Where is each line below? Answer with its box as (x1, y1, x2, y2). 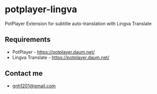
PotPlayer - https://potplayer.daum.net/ (12, 49, 95, 55)
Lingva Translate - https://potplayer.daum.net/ (12, 54, 109, 60)
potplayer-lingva (5, 4, 77, 15)
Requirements (5, 35, 51, 44)
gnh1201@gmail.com (12, 83, 56, 89)
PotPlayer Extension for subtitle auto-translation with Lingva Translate (5, 20, 152, 27)
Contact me (5, 69, 43, 78)
